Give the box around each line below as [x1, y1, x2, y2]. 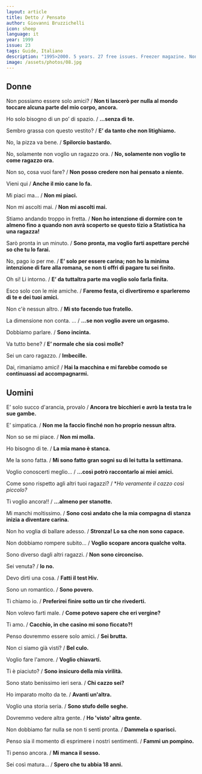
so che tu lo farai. [6, 246, 50, 253]
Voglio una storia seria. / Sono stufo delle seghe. [6, 702, 128, 710]
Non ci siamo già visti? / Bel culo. [6, 645, 89, 652]
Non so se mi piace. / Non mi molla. [6, 433, 95, 441]
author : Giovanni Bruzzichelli [6, 20, 85, 26]
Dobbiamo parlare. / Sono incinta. [6, 329, 91, 336]
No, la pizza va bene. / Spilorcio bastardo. [6, 139, 112, 146]
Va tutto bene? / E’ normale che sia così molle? [6, 341, 124, 348]
